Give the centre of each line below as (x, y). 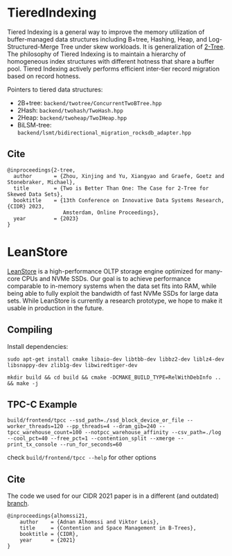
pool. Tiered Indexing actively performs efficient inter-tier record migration (114, 69)
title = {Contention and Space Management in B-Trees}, (108, 528)
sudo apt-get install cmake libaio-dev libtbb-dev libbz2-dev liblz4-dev (116, 359)
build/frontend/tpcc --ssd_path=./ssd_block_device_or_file (96, 420)
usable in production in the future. (55, 308)
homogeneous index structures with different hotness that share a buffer (111, 61)
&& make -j (23, 383)
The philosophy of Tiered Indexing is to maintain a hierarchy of (97, 54)
